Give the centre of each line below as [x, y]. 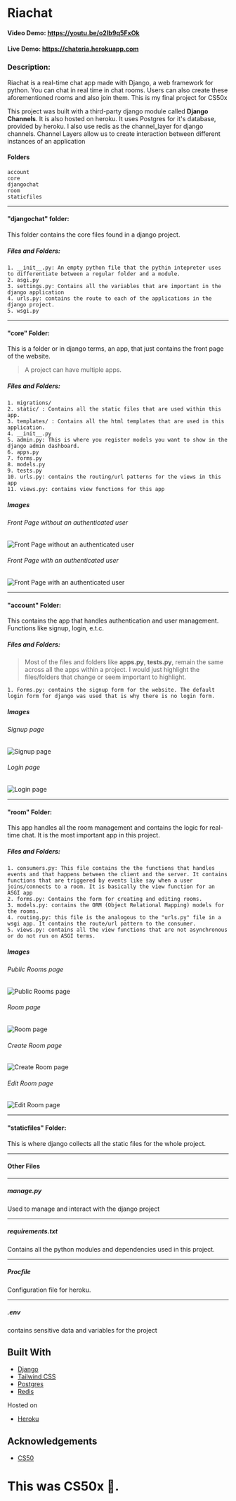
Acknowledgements [52, 1441]
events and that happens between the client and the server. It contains [118, 875]
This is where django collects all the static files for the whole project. [106, 1143]
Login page [24, 767]
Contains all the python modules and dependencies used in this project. [111, 1249]
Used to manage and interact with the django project [84, 1209]
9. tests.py [25, 471]
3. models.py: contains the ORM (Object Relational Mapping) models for [116, 905]
